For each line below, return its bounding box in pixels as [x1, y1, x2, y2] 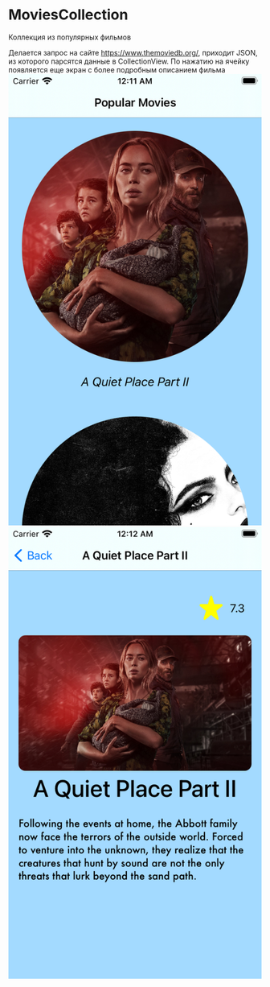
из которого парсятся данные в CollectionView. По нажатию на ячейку [8, 56, 250, 66]
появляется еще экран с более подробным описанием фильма [8, 64, 226, 74]
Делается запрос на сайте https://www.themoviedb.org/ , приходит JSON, [8, 47, 259, 57]
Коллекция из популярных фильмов [8, 32, 131, 42]
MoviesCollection [8, 6, 129, 24]
